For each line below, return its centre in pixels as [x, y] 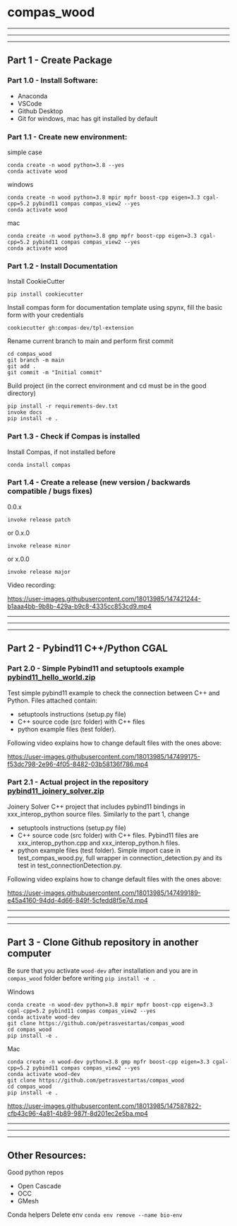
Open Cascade [39, 1186]
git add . [22, 366]
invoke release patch [39, 520]
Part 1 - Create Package [60, 60]
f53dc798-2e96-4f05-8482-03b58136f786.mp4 [78, 764]
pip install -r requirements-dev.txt [63, 406]
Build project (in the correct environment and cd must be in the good [107, 386]
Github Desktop [40, 111]
